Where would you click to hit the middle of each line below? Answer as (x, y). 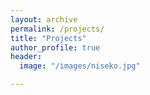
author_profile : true (55, 47)
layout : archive (44, 19)
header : (26, 57)
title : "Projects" (48, 38)
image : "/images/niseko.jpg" (80, 66)
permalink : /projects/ (57, 29)
